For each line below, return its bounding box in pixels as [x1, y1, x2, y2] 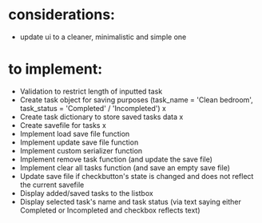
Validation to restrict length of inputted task [19, 86, 163, 96]
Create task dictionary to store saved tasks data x [19, 112, 184, 121]
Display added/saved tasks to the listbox [19, 188, 153, 197]
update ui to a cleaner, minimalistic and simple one [19, 32, 187, 42]
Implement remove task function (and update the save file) [19, 154, 213, 164]
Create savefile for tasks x [19, 120, 106, 129]
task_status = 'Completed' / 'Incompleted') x [19, 103, 166, 113]
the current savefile [19, 180, 85, 189]
